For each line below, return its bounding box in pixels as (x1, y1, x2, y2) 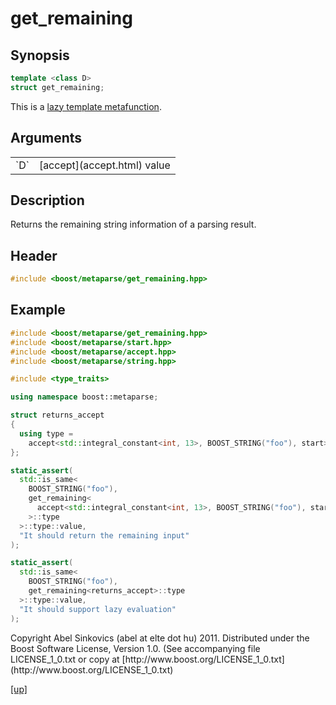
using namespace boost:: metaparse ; (10, 392, 159, 402)
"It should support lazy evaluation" (19, 604, 177, 614)
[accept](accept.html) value (38, 158, 171, 172)
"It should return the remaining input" (19, 530, 190, 541)
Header (10, 247, 58, 264)
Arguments (10, 130, 83, 147)
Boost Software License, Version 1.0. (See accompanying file (10, 642, 261, 654)
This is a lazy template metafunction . (10, 100, 162, 112)
